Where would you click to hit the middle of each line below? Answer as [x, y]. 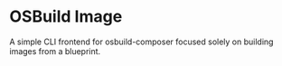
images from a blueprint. [55, 51]
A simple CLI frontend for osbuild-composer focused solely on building [141, 42]
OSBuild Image [66, 17]
